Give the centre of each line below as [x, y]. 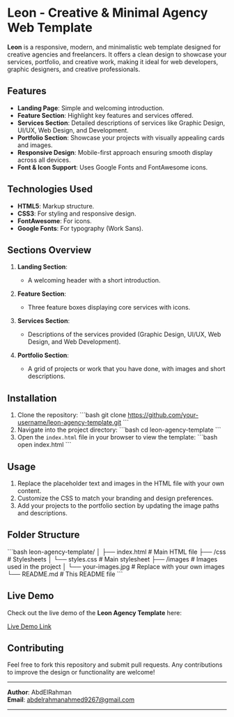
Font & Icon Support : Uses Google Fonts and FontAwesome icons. [112, 167]
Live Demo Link [30, 626]
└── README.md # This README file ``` [65, 574]
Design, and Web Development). [74, 342]
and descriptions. [42, 513]
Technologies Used [50, 189]
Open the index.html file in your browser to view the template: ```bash [117, 437]
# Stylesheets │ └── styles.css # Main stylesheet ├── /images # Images [112, 559]
